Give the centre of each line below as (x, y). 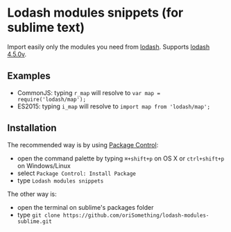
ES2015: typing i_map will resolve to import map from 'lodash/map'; (113, 106)
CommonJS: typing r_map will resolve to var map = (89, 92)
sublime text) (46, 27)
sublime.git (34, 221)
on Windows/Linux (44, 165)
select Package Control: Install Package (77, 173)
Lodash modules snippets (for (95, 13)
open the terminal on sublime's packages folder (85, 207)
